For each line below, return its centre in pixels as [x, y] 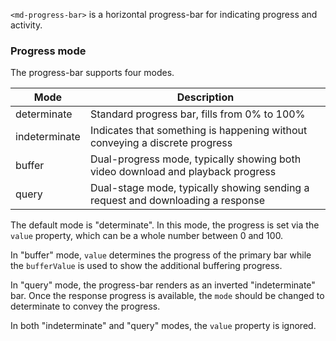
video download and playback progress [183, 172]
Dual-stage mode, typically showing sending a [199, 188]
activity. [26, 25]
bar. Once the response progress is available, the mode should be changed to [167, 296]
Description [205, 97]
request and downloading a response [177, 201]
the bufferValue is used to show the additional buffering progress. [146, 266]
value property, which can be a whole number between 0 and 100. [147, 236]
